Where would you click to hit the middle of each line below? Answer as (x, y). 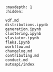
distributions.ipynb (27, 25)
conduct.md (16, 60)
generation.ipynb (23, 29)
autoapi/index (20, 64)
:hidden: (14, 12)
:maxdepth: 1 (19, 7)
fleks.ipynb (17, 42)
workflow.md (17, 47)
